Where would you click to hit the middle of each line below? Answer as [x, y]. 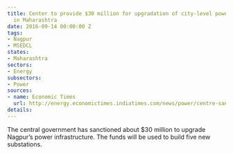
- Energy [20, 71]
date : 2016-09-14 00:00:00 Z [49, 26]
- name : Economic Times [42, 97]
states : [18, 52]
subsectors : [24, 78]
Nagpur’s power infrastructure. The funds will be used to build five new [109, 137]
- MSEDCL [20, 46]
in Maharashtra [35, 20]
